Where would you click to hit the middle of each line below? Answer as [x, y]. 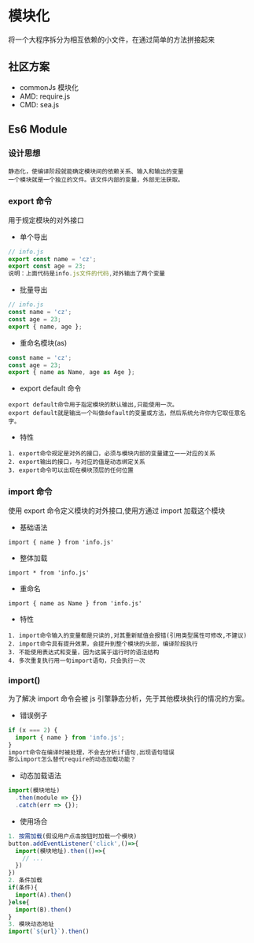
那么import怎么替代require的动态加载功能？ [72, 760]
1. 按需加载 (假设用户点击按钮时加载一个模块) [73, 836]
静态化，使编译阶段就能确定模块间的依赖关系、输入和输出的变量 [96, 172]
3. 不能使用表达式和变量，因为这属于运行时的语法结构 [84, 652]
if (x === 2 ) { [33, 730]
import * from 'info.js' [49, 573]
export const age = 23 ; [47, 266]
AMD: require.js [45, 96]
